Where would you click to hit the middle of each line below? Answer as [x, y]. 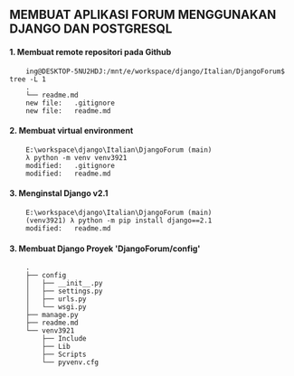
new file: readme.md [68, 111]
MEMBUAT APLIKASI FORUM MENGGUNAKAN [143, 15]
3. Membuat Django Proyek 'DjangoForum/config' [105, 249]
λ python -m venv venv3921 [76, 157]
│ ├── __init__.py [64, 284]
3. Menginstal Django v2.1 [59, 193]
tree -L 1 [28, 79]
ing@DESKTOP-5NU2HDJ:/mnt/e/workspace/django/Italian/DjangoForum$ [155, 71]
